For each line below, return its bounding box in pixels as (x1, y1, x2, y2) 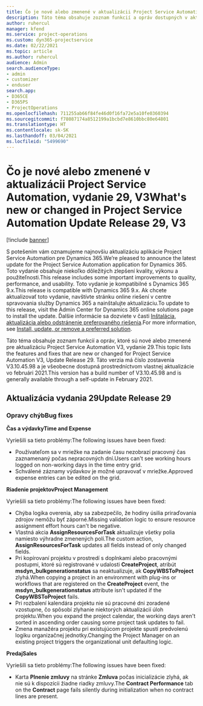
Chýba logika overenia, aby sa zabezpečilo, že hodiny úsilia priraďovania (14, 510, 196, 517)
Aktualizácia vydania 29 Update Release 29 (6, 393, 172, 404)
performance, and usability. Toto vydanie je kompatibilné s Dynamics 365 (6, 280, 189, 287)
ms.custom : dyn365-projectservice (6, 37, 94, 43)
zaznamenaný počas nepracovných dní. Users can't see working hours (14, 455, 192, 462)
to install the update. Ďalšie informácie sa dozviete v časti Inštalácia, (6, 312, 176, 319)
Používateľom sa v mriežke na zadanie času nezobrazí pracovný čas (14, 448, 186, 456)
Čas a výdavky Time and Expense (6, 425, 92, 432)
